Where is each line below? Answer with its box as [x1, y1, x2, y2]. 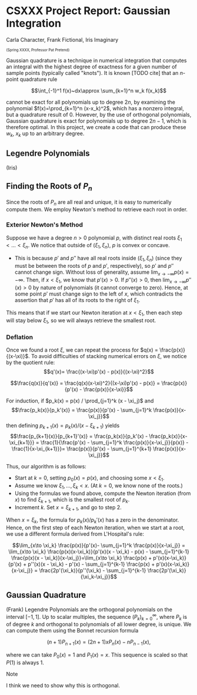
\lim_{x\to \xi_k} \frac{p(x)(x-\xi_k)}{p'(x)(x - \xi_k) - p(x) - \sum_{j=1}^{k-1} [8, 548, 189, 555]
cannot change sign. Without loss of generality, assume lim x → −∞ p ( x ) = [14, 268, 189, 277]
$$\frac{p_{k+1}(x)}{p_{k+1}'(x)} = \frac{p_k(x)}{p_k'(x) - [10, 432, 148, 440]
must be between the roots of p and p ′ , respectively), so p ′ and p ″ [14, 263, 174, 270]
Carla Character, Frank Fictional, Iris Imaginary [6, 36, 119, 43]
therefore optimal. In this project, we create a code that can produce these [6, 123, 186, 130]
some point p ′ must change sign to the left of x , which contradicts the [14, 290, 183, 297]
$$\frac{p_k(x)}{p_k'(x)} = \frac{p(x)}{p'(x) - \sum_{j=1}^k [11, 406, 152, 414]
